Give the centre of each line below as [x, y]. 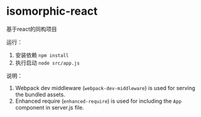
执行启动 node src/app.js [47, 62]
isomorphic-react [52, 11]
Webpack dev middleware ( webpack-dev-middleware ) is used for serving [105, 88]
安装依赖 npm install [42, 55]
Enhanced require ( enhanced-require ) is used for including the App [98, 101]
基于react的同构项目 [32, 29]
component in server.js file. [50, 107]
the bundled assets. [40, 94]
